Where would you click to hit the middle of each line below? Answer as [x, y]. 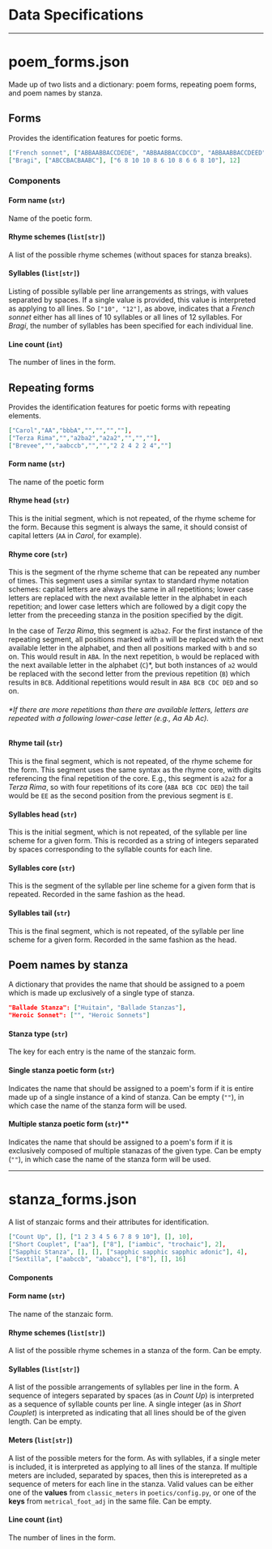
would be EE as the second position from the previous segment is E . [121, 796]
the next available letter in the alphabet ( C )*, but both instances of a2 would [133, 665]
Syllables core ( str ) [42, 868]
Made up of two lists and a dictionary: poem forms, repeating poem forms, [132, 84]
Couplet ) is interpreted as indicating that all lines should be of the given [127, 1413]
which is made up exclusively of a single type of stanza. [102, 993]
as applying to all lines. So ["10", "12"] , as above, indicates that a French [132, 308]
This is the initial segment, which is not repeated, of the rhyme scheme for [132, 519]
